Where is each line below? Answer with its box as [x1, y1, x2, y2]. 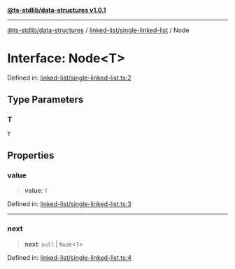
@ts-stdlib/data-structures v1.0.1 [7, 6, 106, 14]
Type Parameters [7, 94, 84, 106]
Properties [7, 150, 55, 161]
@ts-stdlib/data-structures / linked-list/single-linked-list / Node [7, 26, 190, 34]
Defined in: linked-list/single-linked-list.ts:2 [7, 73, 131, 82]
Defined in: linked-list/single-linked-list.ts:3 [7, 200, 131, 208]
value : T [24, 187, 48, 195]
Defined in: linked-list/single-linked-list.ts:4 [7, 253, 131, 261]
